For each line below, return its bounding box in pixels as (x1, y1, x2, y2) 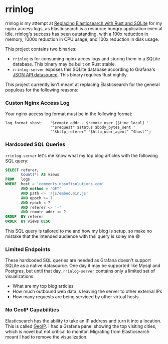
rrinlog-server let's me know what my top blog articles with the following (5, 152, 158, 158)
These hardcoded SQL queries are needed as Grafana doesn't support (5, 257, 151, 264)
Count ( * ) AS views (21, 172, 59, 177)
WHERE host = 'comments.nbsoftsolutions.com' (5, 182, 104, 187)
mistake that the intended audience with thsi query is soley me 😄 (5, 233, 140, 239)
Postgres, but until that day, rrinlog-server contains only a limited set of (5, 268, 155, 274)
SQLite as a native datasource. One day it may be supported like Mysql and (5, 263, 160, 269)
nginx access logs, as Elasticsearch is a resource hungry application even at (5, 25, 163, 31)
